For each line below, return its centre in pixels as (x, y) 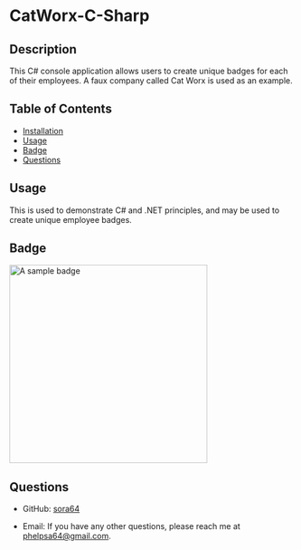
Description (43, 49)
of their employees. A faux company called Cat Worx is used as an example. (151, 81)
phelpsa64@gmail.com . (66, 536)
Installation (43, 130)
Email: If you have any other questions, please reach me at (132, 526)
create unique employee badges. (71, 219)
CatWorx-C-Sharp (80, 16)
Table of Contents (61, 109)
